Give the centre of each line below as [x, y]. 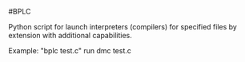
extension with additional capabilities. [70, 35]
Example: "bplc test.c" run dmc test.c [70, 50]
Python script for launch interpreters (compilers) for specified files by [123, 27]
